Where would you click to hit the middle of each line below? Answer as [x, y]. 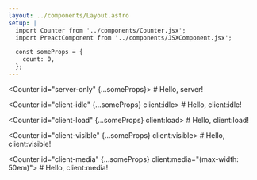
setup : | [23, 23]
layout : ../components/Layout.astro [69, 15]
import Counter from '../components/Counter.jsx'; [101, 30]
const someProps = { [49, 52]
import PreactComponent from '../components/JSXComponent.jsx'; [124, 38]
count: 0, [39, 59]
